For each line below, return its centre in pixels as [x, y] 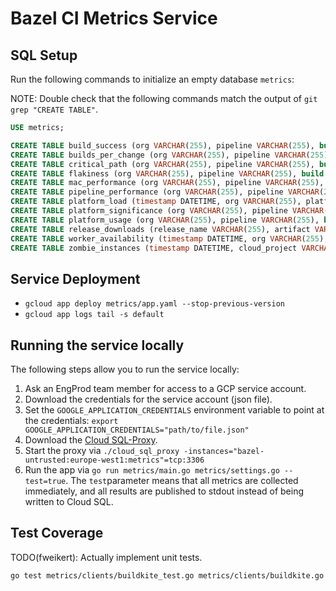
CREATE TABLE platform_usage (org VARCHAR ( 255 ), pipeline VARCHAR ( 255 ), [165, 220]
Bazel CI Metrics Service [114, 18]
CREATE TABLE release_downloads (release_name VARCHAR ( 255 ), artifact [160, 229]
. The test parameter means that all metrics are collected [182, 480]
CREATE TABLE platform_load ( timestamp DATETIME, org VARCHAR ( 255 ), [156, 202]
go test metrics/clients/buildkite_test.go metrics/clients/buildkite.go [167, 575]
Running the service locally [97, 345]
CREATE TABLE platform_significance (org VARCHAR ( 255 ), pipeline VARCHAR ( [169, 211]
